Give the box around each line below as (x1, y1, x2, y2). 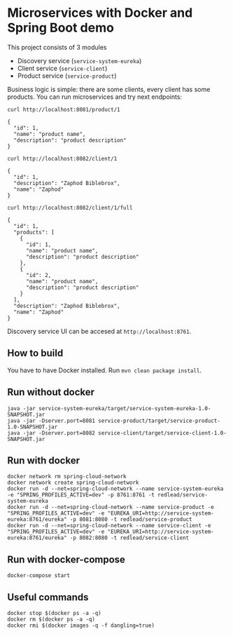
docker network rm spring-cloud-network (7, 473, 127, 480)
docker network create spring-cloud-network (7, 479, 139, 487)
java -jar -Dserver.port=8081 (7, 417, 96, 424)
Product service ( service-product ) (17, 72, 117, 80)
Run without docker (7, 386, 95, 398)
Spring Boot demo (7, 20, 114, 36)
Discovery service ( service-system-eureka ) (17, 56, 142, 65)
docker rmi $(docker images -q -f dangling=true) (7, 622, 155, 629)
